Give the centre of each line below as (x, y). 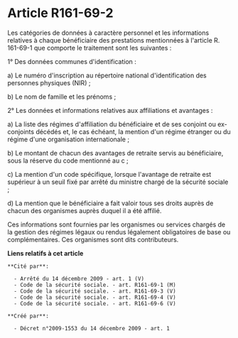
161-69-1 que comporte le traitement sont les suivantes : (90, 48)
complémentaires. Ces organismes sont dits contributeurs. (93, 239)
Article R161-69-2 (60, 13)
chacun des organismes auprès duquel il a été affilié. (85, 210)
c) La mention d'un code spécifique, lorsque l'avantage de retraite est (109, 174)
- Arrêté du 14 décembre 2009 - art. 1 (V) (79, 278)
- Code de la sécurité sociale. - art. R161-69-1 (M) (95, 285)
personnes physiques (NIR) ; (49, 82)
